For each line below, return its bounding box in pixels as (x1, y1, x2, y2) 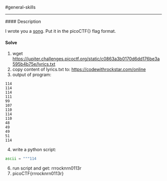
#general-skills (5, 4, 36, 10)
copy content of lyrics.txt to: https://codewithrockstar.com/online (12, 67, 146, 73)
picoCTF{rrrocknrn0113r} (12, 171, 64, 177)
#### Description (5, 18, 41, 24)
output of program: (12, 72, 51, 78)
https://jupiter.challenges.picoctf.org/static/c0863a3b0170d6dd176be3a (12, 56, 160, 62)
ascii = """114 (5, 156, 37, 161)
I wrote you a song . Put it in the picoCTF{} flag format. (5, 28, 116, 34)
